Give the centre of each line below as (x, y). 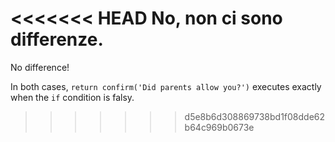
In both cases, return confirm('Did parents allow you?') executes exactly (166, 86)
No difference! (40, 67)
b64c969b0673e (219, 127)
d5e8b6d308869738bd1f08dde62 (255, 116)
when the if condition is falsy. (72, 97)
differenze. (57, 39)
